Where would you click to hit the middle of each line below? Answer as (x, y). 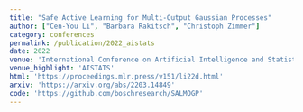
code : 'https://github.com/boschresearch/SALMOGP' (106, 93)
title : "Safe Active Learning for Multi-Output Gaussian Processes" (141, 18)
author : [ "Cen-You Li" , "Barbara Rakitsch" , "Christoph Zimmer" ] (134, 26)
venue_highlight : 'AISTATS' (62, 69)
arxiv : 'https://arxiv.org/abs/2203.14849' (92, 85)
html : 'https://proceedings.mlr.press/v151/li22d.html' (116, 77)
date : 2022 (30, 51)
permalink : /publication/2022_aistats (82, 43)
